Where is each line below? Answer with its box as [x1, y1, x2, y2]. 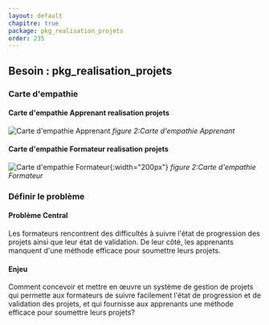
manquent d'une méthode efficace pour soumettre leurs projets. [8, 246, 221, 256]
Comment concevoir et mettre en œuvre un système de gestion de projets [8, 282, 254, 292]
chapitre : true [8, 19, 59, 27]
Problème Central [8, 211, 68, 220]
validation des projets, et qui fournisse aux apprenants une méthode [8, 299, 234, 309]
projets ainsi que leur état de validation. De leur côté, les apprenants [8, 237, 234, 247]
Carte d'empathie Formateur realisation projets [8, 144, 169, 154]
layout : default [8, 11, 63, 20]
